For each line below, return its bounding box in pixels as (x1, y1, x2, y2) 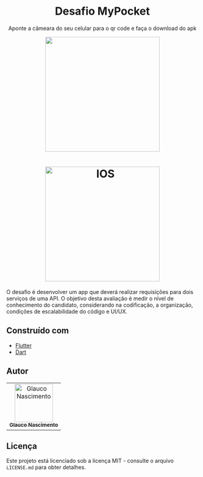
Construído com (6, 326, 69, 336)
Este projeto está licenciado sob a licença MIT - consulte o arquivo (6, 457, 174, 465)
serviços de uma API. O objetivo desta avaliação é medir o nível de (6, 295, 174, 302)
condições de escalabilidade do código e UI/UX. (6, 307, 128, 315)
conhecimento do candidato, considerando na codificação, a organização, (6, 301, 193, 309)
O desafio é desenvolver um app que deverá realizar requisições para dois (6, 288, 194, 295)
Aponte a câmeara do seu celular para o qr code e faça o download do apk (8, 24, 197, 32)
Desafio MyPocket (54, 4, 151, 18)
